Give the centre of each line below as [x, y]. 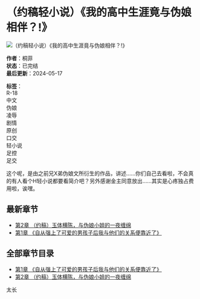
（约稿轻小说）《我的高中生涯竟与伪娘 [99, 12]
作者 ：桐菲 [20, 58]
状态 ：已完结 [22, 66]
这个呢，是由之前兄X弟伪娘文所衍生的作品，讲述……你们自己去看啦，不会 [97, 173]
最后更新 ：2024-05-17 [34, 73]
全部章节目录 [30, 253]
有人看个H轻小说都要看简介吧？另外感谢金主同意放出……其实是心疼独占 [100, 181]
